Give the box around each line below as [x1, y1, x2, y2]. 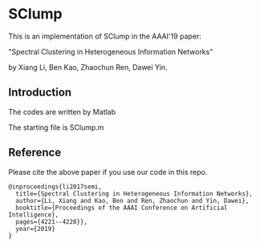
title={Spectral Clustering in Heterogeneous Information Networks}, [15, 189, 253, 197]
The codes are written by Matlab [8, 107, 116, 116]
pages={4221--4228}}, [15, 217, 88, 225]
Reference [8, 146, 62, 160]
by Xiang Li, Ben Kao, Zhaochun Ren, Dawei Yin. [8, 62, 168, 72]
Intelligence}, [8, 210, 59, 219]
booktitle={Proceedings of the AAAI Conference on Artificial [15, 204, 228, 212]
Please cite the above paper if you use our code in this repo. [8, 167, 208, 176]
